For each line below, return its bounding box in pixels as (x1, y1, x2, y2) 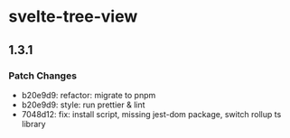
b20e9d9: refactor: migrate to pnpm (21, 89, 156, 100)
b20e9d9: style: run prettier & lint (21, 99, 145, 110)
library (21, 118, 46, 129)
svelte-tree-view (8, 6, 138, 27)
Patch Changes (8, 69, 78, 82)
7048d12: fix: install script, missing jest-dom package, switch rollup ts (21, 108, 282, 119)
